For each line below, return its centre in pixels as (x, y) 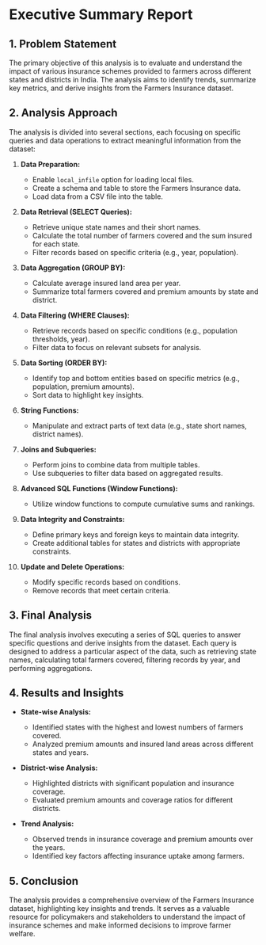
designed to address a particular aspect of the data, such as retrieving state (133, 651)
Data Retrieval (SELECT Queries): (76, 211)
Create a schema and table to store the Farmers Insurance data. (137, 188)
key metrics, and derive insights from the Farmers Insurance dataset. (122, 88)
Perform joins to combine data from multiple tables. (116, 464)
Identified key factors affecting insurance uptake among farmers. (138, 856)
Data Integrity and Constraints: (72, 519)
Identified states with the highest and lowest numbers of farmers (138, 727)
